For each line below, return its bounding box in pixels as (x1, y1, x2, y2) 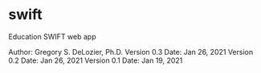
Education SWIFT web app (8, 32, 96, 41)
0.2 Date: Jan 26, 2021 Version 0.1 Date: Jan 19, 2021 (8, 56, 183, 65)
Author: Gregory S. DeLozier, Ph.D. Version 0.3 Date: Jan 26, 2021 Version (8, 47, 254, 56)
